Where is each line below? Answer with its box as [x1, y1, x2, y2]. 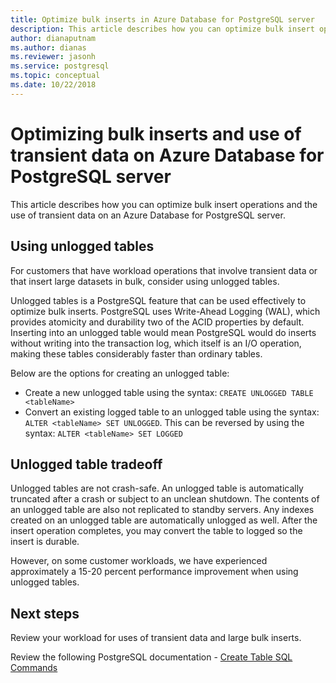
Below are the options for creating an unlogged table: [10, 367, 230, 379]
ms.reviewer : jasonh [10, 52, 97, 62]
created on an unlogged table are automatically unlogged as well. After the [10, 514, 318, 526]
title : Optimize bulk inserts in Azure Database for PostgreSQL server [10, 14, 315, 25]
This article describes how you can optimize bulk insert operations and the [10, 198, 318, 210]
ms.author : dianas [10, 42, 87, 53]
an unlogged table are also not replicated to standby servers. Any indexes [10, 504, 315, 516]
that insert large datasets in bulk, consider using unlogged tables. [10, 275, 280, 287]
